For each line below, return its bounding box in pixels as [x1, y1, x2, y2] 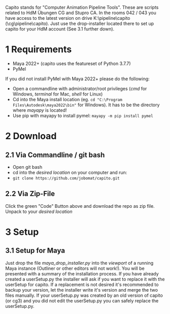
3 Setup [5, 226, 39, 238]
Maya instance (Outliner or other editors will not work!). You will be [5, 265, 145, 271]
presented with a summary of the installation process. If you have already [5, 270, 159, 276]
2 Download [5, 131, 57, 142]
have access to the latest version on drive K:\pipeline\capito [5, 15, 130, 21]
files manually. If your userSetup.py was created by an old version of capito [5, 292, 163, 298]
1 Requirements [5, 44, 72, 55]
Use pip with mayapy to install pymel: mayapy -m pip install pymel [12, 112, 153, 118]
